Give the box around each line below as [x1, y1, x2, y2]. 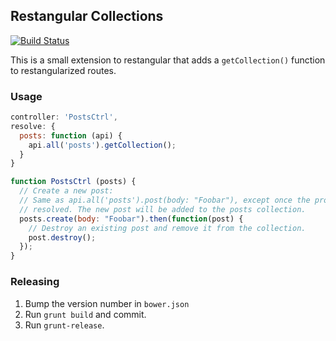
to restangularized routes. [10, 64, 117, 76]
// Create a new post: [19, 186, 114, 196]
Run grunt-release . [24, 319, 105, 331]
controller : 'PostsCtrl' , [10, 112, 118, 123]
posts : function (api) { [19, 130, 123, 141]
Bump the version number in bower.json [24, 297, 190, 309]
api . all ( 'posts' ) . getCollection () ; [28, 140, 177, 150]
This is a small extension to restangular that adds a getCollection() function [10, 54, 326, 66]
